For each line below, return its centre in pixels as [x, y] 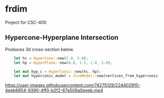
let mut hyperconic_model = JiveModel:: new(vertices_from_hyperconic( [87, 76]
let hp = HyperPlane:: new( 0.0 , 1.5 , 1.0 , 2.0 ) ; [63, 63]
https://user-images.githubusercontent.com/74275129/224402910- [73, 85]
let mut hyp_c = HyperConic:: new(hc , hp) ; [58, 71]
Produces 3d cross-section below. [40, 49]
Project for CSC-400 [26, 22]
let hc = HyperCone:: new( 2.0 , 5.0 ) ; [51, 58]
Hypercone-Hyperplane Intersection [62, 38]
